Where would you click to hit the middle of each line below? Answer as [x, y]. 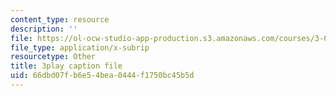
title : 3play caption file [66, 66]
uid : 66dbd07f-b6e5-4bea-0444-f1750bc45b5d [102, 76]
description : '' [44, 29]
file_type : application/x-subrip [80, 47]
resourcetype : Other [53, 57]
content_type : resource [60, 19]
